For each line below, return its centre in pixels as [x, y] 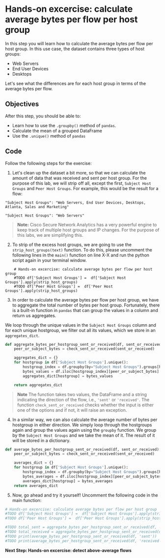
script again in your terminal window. [49, 260]
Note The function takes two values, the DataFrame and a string [82, 394]
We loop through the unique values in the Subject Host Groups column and [81, 325]
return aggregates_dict [38, 385]
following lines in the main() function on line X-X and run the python [81, 255]
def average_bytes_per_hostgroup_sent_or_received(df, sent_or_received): [83, 449]
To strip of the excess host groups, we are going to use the [72, 245]
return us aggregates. [34, 315]
